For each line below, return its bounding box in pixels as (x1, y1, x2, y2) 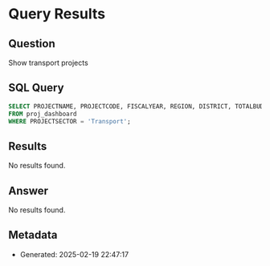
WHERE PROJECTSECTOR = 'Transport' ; (8, 117, 131, 125)
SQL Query (8, 81, 64, 95)
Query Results (8, 5, 106, 23)
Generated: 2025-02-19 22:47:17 (19, 249, 129, 259)
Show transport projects (8, 58, 88, 67)
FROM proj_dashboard (8, 110, 78, 118)
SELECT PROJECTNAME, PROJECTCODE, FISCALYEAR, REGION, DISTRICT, (8, 102, 231, 111)
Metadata (8, 228, 58, 242)
